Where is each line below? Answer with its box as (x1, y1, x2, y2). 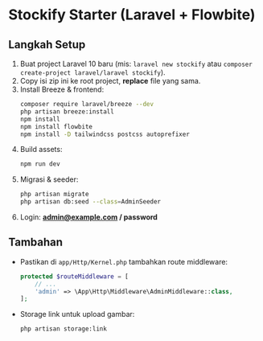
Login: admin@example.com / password (19, 212, 158, 222)
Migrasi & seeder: (19, 175, 79, 184)
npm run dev (19, 160, 60, 168)
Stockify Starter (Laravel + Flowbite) (8, 6, 256, 24)
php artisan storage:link (19, 325, 107, 333)
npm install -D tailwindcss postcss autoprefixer (19, 130, 191, 138)
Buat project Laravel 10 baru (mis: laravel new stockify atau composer (19, 59, 253, 68)
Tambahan (8, 236, 63, 249)
